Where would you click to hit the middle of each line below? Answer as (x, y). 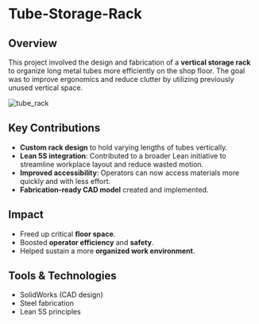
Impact (26, 215)
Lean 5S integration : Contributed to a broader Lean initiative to (123, 155)
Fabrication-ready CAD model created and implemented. (114, 189)
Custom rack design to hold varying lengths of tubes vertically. (124, 147)
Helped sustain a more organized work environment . (107, 251)
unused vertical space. (46, 88)
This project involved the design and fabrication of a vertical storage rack (129, 62)
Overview (33, 43)
